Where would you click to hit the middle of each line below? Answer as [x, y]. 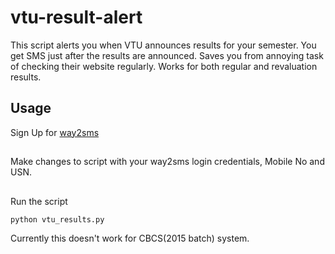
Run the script [39, 201]
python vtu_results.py [57, 219]
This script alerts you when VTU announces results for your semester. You [163, 45]
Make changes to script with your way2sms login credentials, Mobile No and [167, 162]
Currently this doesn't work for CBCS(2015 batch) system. [130, 238]
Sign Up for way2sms [55, 132]
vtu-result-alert [76, 17]
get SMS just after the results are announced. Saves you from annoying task [167, 55]
